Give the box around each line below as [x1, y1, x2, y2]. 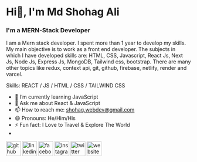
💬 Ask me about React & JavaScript [14, 100, 101, 107]
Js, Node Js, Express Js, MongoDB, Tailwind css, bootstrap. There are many [6, 58, 191, 65]
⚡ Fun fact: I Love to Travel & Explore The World [14, 122, 130, 129]
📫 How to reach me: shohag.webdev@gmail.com [14, 106, 135, 113]
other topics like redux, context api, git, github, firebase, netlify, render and [6, 65, 187, 72]
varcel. [6, 70, 23, 78]
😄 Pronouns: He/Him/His [14, 114, 76, 122]
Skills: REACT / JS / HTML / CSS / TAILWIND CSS [6, 82, 125, 89]
